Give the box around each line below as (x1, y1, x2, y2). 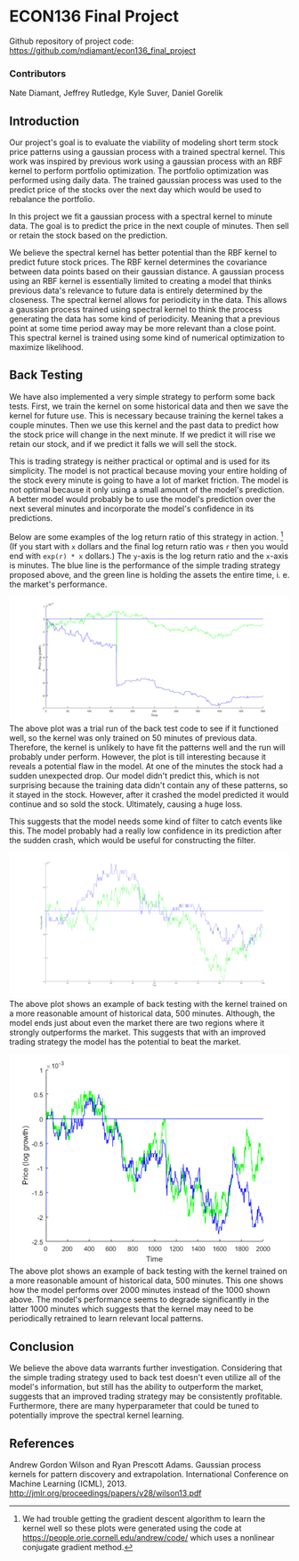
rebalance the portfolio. (9, 194, 95, 205)
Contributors (9, 67, 67, 79)
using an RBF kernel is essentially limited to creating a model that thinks (9, 276, 272, 287)
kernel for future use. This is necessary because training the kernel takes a (9, 410, 284, 420)
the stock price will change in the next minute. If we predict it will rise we (9, 429, 276, 440)
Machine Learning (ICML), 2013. (9, 1478, 127, 1489)
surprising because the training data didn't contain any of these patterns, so (9, 779, 288, 790)
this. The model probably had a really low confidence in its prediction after (9, 825, 282, 836)
